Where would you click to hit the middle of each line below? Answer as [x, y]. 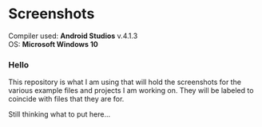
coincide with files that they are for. [66, 99]
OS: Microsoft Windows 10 [53, 44]
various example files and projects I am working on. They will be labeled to [131, 90]
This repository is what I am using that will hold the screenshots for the [125, 82]
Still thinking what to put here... [60, 114]
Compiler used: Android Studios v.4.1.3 [73, 36]
